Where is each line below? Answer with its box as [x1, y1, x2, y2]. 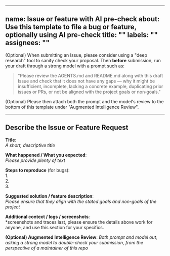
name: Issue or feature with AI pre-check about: [5, 15, 160, 23]
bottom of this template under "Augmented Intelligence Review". [5, 104, 139, 110]
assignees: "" [5, 38, 50, 47]
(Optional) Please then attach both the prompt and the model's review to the [5, 98, 164, 104]
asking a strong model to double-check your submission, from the [5, 239, 143, 245]
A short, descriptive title [5, 142, 55, 148]
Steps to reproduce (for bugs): [5, 167, 70, 173]
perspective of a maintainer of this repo [5, 245, 89, 251]
